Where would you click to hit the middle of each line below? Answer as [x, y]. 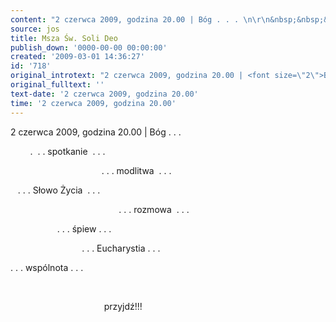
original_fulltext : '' [57, 85]
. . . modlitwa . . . [136, 170]
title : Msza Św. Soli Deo [64, 38]
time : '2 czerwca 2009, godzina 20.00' [93, 103]
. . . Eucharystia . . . [121, 248]
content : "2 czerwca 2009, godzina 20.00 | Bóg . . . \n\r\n [140, 19]
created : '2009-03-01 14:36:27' [77, 57]
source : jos [35, 29]
